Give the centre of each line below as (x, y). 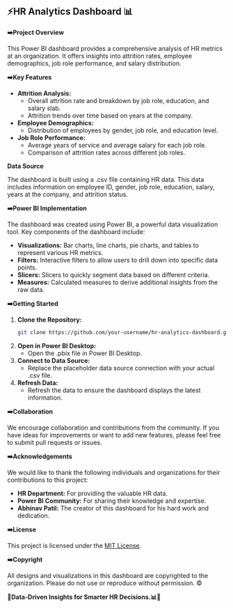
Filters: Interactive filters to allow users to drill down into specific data (118, 260)
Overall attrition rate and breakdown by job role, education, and (118, 100)
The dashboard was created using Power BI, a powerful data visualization (113, 224)
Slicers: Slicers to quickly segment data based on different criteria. (113, 274)
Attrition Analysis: (44, 93)
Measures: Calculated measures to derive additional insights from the (118, 282)
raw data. (31, 289)
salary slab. (44, 108)
